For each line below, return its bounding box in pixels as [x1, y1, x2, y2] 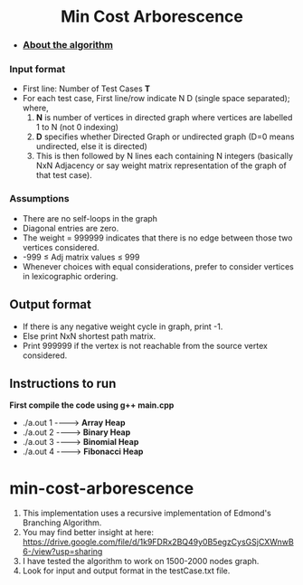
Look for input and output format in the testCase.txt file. [22, 565, 231, 576]
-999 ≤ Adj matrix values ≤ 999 [22, 251, 140, 262]
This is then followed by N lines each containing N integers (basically [35, 151, 294, 162]
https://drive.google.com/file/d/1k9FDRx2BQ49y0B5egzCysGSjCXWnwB [22, 536, 294, 548]
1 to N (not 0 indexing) [35, 122, 119, 133]
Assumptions [9, 193, 70, 205]
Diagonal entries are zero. [22, 222, 119, 233]
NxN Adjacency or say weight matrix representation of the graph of [35, 160, 287, 171]
